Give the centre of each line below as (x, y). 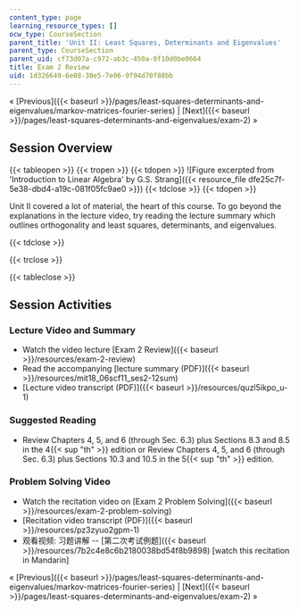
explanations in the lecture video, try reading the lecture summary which (142, 215)
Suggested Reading (53, 421)
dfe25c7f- (267, 179)
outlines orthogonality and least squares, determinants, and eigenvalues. (143, 225)
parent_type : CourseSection (62, 51)
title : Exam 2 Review (50, 68)
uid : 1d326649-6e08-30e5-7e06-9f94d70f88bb (91, 76)
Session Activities (61, 305)
